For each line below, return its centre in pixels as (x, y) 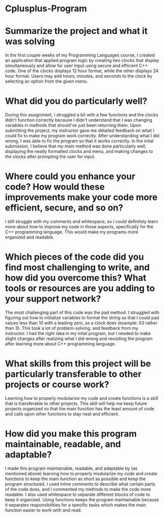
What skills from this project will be (78, 364)
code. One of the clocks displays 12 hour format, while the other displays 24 (82, 71)
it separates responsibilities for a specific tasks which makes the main (76, 505)
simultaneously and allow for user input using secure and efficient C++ (77, 66)
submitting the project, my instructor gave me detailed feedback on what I (80, 130)
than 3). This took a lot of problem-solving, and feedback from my (72, 328)
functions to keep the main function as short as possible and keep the (75, 479)
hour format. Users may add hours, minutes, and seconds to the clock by (79, 76)
